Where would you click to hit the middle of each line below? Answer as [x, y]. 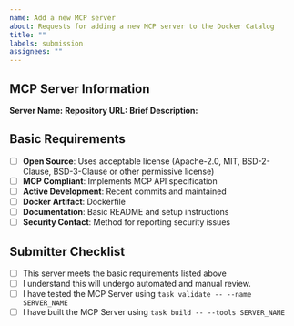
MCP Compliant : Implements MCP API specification [120, 181]
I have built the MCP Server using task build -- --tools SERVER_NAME [153, 312]
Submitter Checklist [67, 251]
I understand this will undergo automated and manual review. [137, 284]
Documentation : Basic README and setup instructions [126, 212]
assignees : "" [36, 52]
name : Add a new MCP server [63, 18]
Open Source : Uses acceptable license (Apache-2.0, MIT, [131, 161]
